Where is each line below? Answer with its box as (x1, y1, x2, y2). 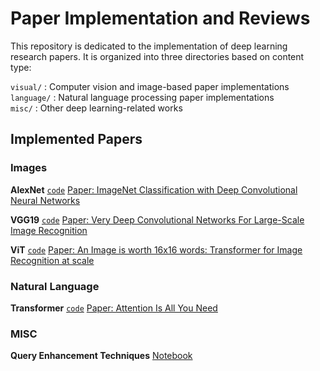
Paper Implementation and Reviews (10, 7, 311, 30)
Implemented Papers (10, 131, 143, 148)
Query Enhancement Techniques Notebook (10, 350, 193, 362)
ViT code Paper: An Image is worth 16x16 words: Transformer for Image (10, 243, 303, 256)
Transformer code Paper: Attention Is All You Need (10, 302, 218, 314)
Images (10, 161, 48, 175)
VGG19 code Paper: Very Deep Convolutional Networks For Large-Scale (10, 213, 305, 226)
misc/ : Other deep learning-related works (10, 102, 183, 114)
